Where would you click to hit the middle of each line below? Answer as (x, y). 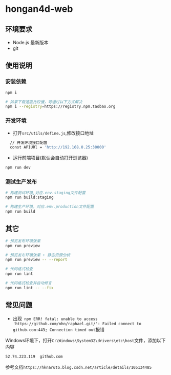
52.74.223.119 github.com (34, 357)
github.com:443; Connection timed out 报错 (59, 329)
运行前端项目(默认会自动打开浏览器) (50, 158)
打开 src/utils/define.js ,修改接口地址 (53, 133)
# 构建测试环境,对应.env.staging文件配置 (46, 193)
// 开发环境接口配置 (29, 143)
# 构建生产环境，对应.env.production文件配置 (50, 207)
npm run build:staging (29, 198)
